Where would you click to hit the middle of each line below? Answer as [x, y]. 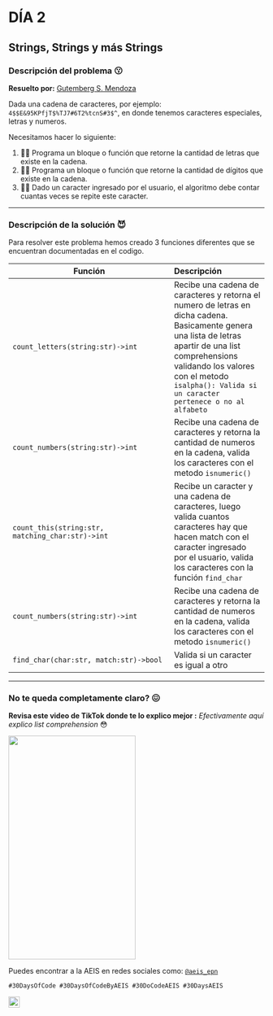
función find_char [208, 578]
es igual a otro [201, 665]
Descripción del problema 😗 [66, 71]
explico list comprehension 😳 [58, 725]
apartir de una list [207, 346]
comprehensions [206, 356]
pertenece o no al [209, 402]
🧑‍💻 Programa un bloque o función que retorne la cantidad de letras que [140, 153]
